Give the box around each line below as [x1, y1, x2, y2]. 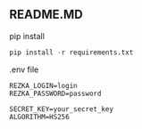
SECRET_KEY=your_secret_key [9, 104, 114, 114]
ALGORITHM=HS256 [9, 112, 70, 121]
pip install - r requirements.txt [9, 48, 134, 57]
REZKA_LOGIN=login [9, 81, 78, 90]
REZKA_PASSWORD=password [9, 89, 102, 98]
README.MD [9, 7, 83, 22]
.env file [9, 64, 39, 75]
